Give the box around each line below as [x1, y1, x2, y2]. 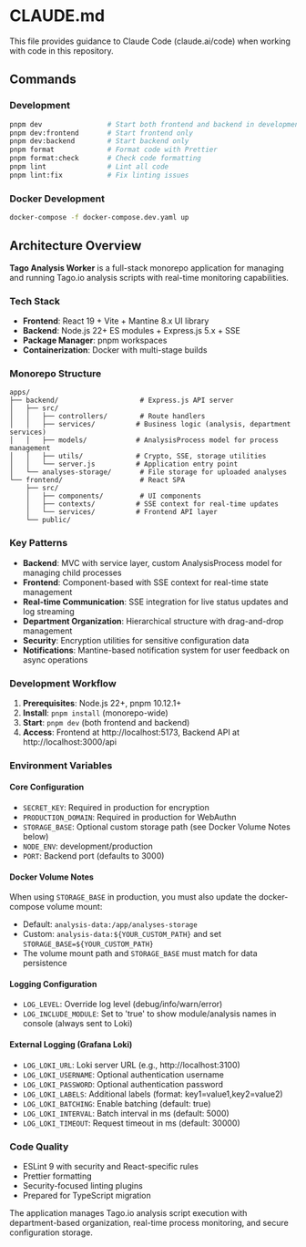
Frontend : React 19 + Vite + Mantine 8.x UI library [22, 315, 209, 326]
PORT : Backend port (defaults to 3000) [22, 850, 165, 861]
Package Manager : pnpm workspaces [22, 335, 168, 346]
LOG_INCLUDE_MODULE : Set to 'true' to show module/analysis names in [22, 1008, 277, 1019]
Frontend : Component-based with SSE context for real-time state [22, 576, 269, 588]
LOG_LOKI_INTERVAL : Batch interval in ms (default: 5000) [22, 1108, 229, 1118]
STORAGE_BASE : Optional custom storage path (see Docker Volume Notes [22, 821, 291, 832]
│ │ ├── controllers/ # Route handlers [9, 412, 206, 421]
